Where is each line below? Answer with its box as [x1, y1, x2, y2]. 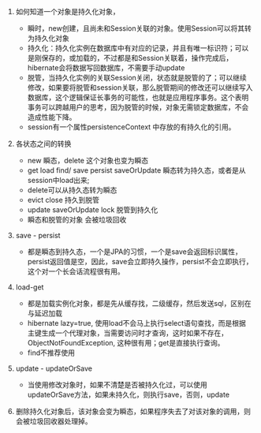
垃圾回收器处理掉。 [29, 416, 92, 426]
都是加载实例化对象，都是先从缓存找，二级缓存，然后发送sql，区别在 [27, 299, 252, 308]
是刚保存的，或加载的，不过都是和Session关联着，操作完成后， [27, 54, 233, 62]
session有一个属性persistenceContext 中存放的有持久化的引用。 [27, 122, 236, 132]
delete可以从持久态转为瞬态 [27, 185, 117, 195]
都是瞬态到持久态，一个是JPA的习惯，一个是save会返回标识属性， [27, 247, 242, 256]
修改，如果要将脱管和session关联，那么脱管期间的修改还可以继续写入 [27, 83, 253, 92]
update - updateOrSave [15, 364, 93, 373]
